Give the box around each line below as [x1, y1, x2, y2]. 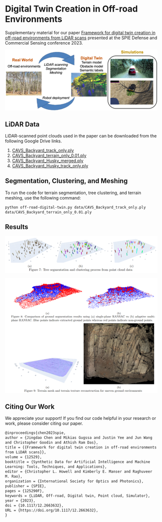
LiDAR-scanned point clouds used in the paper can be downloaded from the [5, 133, 157, 139]
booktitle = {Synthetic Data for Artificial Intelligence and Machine [5, 460, 150, 464]
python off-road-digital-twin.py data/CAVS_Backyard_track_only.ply [5, 205, 146, 210]
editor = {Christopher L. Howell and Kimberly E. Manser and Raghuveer [5, 469, 152, 474]
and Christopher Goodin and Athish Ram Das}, [5, 440, 98, 445]
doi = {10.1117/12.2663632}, [5, 503, 64, 508]
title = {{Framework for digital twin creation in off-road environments [5, 445, 157, 450]
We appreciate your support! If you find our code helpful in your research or [5, 415, 156, 421]
